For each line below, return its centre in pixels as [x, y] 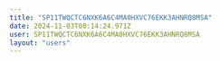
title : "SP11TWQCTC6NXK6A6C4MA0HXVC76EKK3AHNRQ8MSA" [111, 17]
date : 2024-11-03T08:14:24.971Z [70, 26]
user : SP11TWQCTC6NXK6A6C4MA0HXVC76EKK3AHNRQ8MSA [105, 34]
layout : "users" [40, 43]
